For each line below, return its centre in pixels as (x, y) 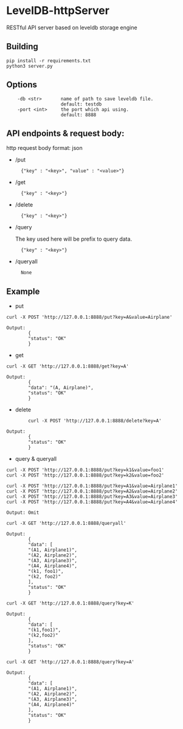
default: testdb (81, 104)
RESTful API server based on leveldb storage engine (72, 27)
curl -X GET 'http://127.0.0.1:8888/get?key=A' (68, 366)
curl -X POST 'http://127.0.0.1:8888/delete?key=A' (95, 421)
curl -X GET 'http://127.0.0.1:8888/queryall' (66, 524)
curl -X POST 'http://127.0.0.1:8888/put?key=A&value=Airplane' (89, 318)
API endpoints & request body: (65, 133)
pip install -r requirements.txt (49, 61)
